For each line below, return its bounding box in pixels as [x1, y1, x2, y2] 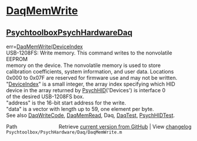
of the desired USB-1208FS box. [6, 93, 84, 100]
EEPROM [6, 56, 28, 62]
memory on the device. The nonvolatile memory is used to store [6, 62, 161, 69]
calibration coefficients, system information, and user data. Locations [6, 68, 174, 75]
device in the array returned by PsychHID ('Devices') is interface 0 [6, 87, 166, 93]
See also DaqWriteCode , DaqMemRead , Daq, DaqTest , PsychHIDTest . [6, 112, 175, 119]
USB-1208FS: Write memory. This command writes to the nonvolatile [6, 49, 172, 56]
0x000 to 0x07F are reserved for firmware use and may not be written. [6, 75, 178, 81]
